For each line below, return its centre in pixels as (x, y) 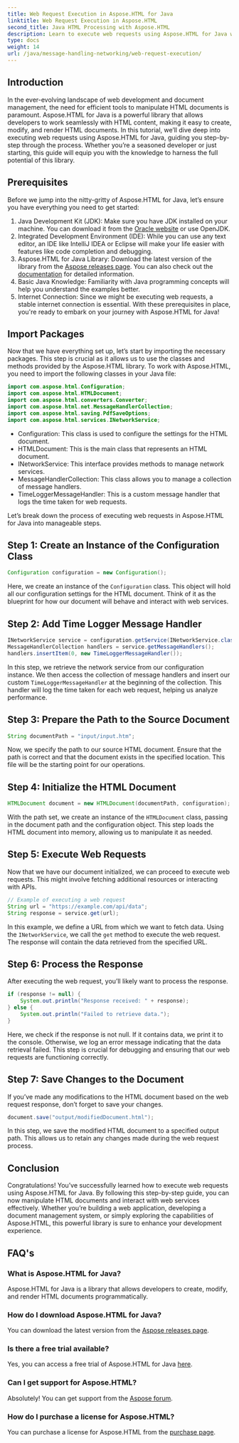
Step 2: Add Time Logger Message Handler (105, 624)
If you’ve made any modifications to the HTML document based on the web (118, 1096)
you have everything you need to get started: (74, 207)
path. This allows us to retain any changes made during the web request (113, 1138)
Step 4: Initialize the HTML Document (92, 787)
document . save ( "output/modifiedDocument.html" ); (81, 1117)
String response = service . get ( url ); (63, 913)
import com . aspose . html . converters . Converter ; (78, 400)
